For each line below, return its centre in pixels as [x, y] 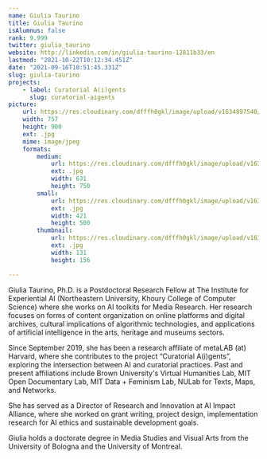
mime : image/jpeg [51, 141]
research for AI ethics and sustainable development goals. [103, 422]
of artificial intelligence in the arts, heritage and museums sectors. [116, 332]
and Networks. [33, 390]
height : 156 [70, 260]
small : [48, 193]
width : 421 [69, 216]
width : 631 [69, 179]
